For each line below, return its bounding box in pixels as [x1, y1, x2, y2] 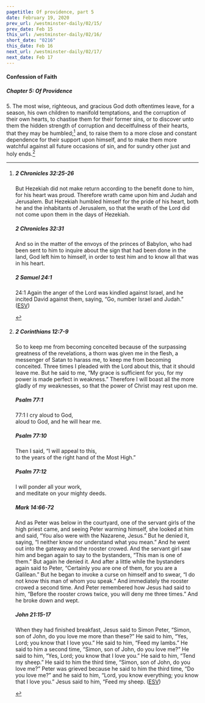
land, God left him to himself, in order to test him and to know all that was [15, 253, 199, 261]
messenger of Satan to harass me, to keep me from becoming [15, 356, 171, 364]
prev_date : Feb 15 [6, 26, 53, 32]
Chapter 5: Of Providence [6, 87, 73, 95]
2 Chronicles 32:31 [15, 225, 64, 233]
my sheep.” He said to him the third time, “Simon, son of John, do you [15, 658, 191, 666]
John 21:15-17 [15, 611, 51, 618]
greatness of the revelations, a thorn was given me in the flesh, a [15, 350, 179, 357]
